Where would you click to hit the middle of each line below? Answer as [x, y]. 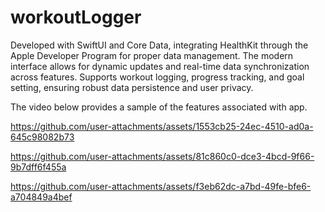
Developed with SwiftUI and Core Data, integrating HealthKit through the [159, 45]
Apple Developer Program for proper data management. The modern [152, 55]
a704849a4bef [41, 197]
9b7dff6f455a [38, 167]
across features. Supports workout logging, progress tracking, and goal [157, 77]
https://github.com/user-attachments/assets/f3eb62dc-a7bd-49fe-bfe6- [161, 186]
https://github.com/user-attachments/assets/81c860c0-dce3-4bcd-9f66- [162, 156]
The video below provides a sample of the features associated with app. [159, 107]
